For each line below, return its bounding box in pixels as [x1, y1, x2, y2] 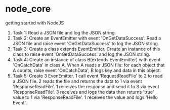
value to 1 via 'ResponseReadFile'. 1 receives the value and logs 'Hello [12, 94, 158, 100]
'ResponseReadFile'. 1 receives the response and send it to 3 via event [12, 83, 159, 89]
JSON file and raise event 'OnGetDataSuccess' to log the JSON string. [12, 40, 159, 46]
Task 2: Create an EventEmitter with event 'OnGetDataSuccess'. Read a [12, 35, 161, 41]
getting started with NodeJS [5, 20, 64, 26]
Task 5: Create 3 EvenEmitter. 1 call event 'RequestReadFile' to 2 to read [12, 72, 163, 79]
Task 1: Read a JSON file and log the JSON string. [12, 29, 116, 35]
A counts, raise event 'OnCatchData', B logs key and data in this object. [12, 67, 161, 74]
